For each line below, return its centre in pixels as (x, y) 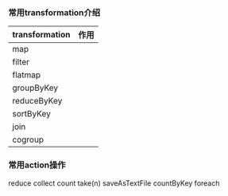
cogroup (28, 139)
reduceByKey (37, 101)
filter (21, 62)
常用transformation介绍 (54, 12)
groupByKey (35, 88)
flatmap (27, 75)
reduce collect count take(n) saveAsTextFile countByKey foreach (114, 183)
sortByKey (32, 114)
